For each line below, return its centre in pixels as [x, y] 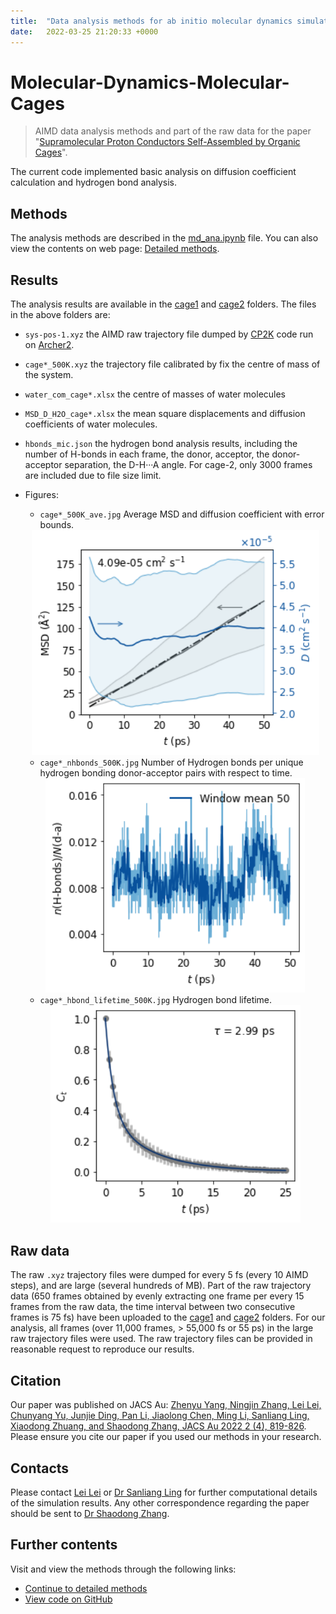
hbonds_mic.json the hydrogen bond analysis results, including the [161, 444]
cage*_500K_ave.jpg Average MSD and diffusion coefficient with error [182, 514]
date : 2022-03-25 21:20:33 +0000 [84, 31]
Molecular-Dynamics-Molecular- [150, 82]
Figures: [41, 495]
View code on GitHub [68, 1599]
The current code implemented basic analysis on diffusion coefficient [153, 172]
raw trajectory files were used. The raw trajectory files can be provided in [161, 1339]
